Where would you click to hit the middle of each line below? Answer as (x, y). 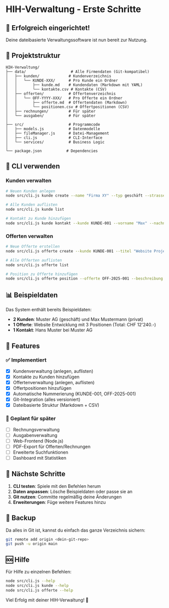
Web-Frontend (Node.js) (38, 441)
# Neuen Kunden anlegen (31, 191)
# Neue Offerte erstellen (33, 247)
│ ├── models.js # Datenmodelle (53, 129)
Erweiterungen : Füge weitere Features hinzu (59, 502)
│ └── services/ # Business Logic (55, 142)
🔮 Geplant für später (31, 418)
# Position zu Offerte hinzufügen (42, 274)
